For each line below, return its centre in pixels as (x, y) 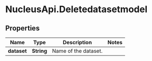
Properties (23, 28)
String (39, 51)
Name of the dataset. (77, 51)
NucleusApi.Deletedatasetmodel (76, 9)
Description (77, 42)
